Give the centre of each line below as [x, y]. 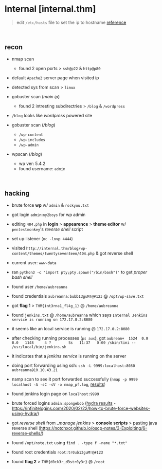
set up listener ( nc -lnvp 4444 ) [42, 238]
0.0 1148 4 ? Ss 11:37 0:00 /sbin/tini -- [74, 343]
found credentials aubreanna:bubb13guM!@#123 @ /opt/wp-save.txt [78, 296]
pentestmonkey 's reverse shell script [47, 229]
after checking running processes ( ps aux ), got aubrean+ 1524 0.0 [80, 338]
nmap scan [23, 59]
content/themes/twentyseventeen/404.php [53, 253]
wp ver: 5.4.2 [32, 163]
